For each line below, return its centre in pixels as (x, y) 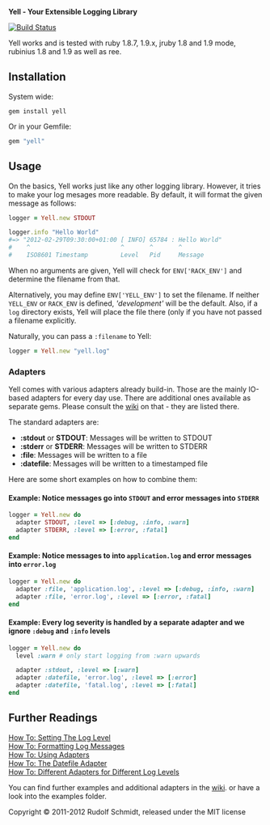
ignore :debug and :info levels (59, 631)
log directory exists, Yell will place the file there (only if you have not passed (135, 311)
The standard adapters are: (54, 422)
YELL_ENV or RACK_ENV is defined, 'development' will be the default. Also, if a (133, 303)
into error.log (32, 565)
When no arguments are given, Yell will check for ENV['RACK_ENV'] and (125, 270)
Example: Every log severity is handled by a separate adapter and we (127, 623)
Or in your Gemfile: (40, 126)
